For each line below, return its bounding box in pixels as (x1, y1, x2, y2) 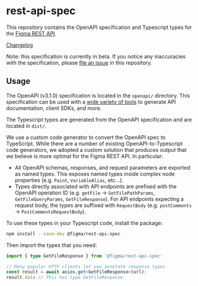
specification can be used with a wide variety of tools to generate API (6, 98, 176, 105)
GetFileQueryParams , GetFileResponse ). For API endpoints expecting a (14, 195, 184, 202)
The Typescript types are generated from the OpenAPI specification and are (6, 116, 192, 123)
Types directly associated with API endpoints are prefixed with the (14, 183, 177, 190)
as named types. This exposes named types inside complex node (14, 170, 175, 177)
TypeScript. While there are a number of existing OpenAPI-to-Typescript (6, 140, 183, 147)
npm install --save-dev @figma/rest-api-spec (6, 230, 120, 237)
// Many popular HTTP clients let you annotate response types (6, 264, 166, 269)
